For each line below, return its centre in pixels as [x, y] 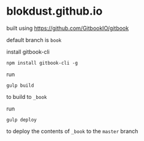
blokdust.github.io [55, 11]
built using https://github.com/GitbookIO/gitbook [68, 28]
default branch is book [34, 40]
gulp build [20, 85]
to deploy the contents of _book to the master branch [72, 131]
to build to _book [27, 96]
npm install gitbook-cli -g [42, 63]
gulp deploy [21, 120]
